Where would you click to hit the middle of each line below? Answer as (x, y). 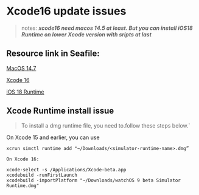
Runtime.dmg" (23, 186)
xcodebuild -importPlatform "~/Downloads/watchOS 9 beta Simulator (94, 180)
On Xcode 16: (23, 159)
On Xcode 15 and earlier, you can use (53, 137)
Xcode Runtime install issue (60, 111)
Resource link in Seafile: (53, 54)
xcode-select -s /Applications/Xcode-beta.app (66, 169)
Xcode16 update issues (66, 11)
